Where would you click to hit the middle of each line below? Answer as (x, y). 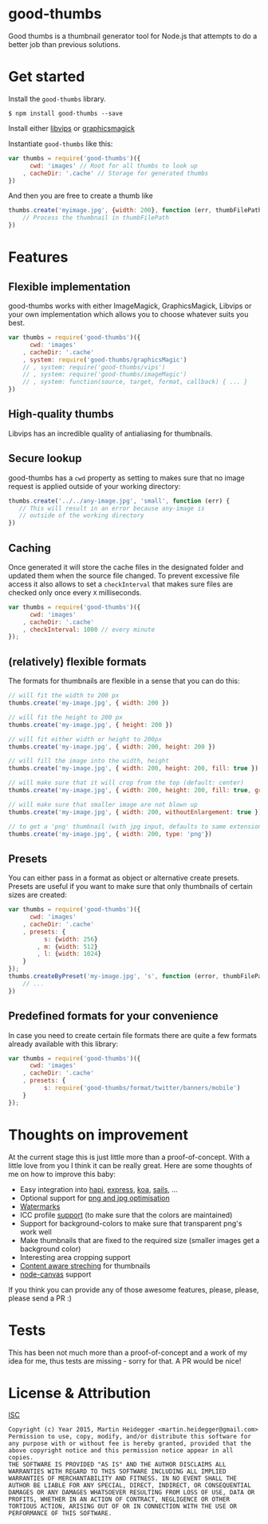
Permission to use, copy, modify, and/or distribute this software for (130, 1437)
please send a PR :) (40, 1298)
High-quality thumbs (61, 415)
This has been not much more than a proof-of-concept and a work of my (128, 1352)
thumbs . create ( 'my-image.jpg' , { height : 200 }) (91, 724)
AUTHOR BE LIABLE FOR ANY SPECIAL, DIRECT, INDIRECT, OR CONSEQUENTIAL (130, 1486)
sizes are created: (38, 895)
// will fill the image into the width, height (89, 761)
